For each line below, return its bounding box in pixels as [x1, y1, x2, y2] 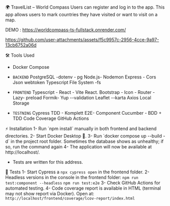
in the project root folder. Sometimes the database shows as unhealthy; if [11, 138, 164, 144]
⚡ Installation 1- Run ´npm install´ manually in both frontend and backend [5, 125, 157, 132]
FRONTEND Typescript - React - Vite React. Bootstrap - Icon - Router [12, 89, 152, 95]
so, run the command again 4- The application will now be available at [5, 144, 152, 149]
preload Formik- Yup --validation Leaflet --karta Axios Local [25, 95, 151, 100]
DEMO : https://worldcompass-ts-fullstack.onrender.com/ [5, 27, 126, 33]
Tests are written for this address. [12, 159, 83, 165]
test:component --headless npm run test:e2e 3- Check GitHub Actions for [5, 180, 161, 186]
